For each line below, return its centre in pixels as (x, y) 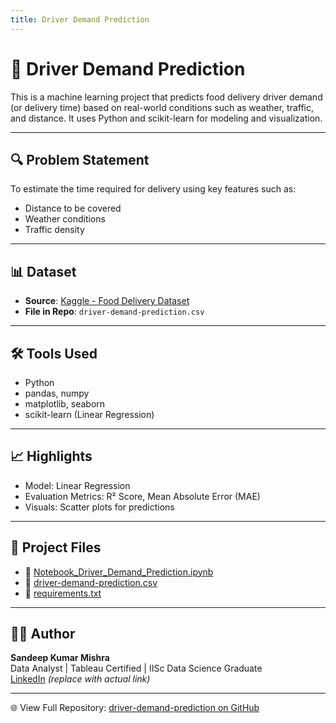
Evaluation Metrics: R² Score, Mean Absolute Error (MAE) (142, 496)
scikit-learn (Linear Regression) (89, 414)
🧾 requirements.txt (63, 593)
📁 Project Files (56, 547)
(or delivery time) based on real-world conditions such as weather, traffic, (162, 107)
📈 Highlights (51, 456)
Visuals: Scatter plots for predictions (99, 507)
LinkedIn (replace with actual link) (80, 679)
